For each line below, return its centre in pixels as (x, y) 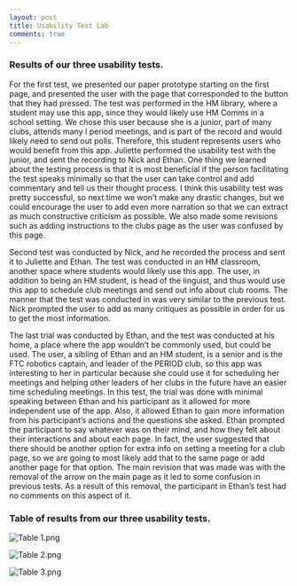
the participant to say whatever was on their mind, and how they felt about (145, 429)
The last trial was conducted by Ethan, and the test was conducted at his (142, 335)
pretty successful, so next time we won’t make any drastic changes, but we (147, 197)
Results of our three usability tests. (86, 65)
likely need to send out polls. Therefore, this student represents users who (145, 141)
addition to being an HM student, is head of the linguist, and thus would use (147, 280)
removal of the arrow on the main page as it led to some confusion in (135, 476)
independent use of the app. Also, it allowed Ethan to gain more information (147, 410)
